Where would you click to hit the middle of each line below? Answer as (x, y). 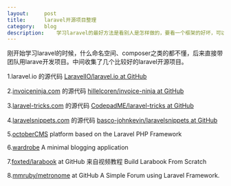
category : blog (32, 26)
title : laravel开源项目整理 (52, 20)
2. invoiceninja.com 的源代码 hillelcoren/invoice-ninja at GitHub (96, 91)
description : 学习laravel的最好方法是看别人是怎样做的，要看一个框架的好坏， (112, 33)
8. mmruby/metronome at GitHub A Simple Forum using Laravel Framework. (113, 176)
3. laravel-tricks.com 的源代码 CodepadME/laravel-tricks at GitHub (100, 106)
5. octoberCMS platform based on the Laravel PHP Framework (95, 134)
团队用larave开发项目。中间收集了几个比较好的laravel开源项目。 (97, 62)
